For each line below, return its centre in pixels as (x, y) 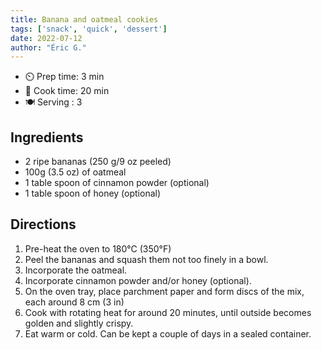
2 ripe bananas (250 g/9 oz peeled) (98, 162)
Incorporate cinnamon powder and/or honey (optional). (138, 280)
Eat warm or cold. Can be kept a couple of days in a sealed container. (168, 333)
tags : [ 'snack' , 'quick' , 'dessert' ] (89, 29)
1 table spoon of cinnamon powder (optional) (117, 183)
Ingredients (47, 137)
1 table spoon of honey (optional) (93, 193)
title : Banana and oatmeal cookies (84, 19)
